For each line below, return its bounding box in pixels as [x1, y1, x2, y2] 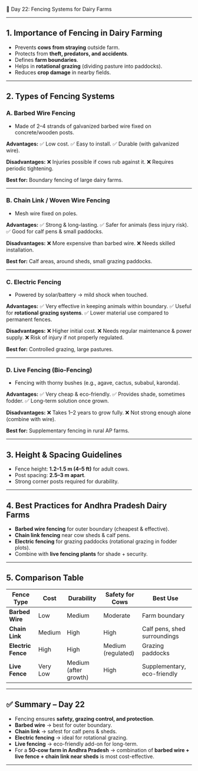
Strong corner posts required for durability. [14, 478, 119, 485]
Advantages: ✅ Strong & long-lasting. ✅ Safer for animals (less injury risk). [6, 221, 189, 228]
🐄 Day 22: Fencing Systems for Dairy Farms [6, 6, 112, 12]
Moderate [103, 611, 131, 620]
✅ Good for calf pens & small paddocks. [6, 227, 104, 235]
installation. [6, 246, 34, 253]
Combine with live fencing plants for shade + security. [14, 551, 148, 558]
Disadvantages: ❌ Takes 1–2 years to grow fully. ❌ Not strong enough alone [6, 409, 192, 416]
